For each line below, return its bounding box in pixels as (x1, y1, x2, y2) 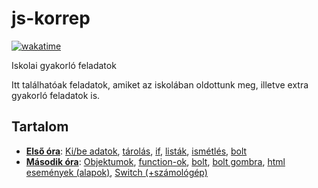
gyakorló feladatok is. (11, 89, 101, 101)
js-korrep (11, 7, 91, 30)
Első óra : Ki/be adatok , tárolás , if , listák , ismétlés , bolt (25, 145, 248, 157)
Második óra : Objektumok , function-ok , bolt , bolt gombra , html (25, 155, 286, 167)
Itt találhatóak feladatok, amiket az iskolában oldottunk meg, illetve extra (11, 78, 309, 91)
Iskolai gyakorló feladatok (11, 59, 117, 71)
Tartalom (11, 118, 69, 136)
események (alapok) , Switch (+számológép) (25, 166, 208, 178)
